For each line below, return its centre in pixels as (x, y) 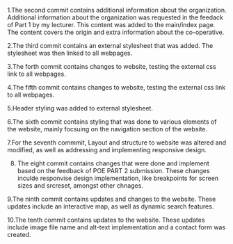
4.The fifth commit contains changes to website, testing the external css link (116, 87)
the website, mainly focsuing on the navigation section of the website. (107, 129)
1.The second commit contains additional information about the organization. (117, 10)
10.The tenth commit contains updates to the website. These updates (106, 220)
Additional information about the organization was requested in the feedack (115, 17)
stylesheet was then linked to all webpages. (70, 53)
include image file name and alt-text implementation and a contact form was (116, 227)
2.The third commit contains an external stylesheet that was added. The (110, 46)
